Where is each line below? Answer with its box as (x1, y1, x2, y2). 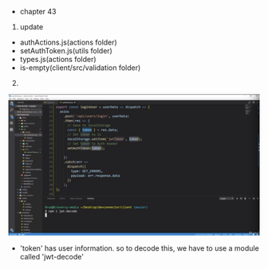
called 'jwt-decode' (19, 251, 84, 261)
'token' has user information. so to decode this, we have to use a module (19, 243, 259, 253)
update (19, 22, 44, 31)
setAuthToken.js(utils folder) (19, 46, 113, 55)
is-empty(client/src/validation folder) (19, 63, 141, 72)
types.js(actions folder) (19, 55, 97, 64)
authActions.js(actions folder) (19, 37, 117, 47)
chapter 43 (19, 7, 57, 16)
